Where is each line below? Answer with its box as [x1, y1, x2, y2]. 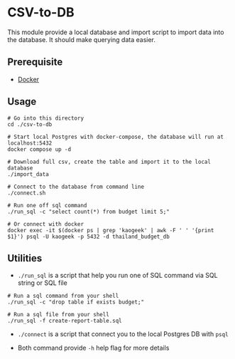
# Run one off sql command [7, 202, 87, 209]
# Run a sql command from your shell [7, 293, 119, 300]
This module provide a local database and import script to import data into [7, 28, 224, 36]
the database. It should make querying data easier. [7, 35, 156, 43]
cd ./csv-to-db [7, 120, 53, 128]
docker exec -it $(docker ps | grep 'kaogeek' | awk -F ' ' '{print [7, 227, 214, 234]
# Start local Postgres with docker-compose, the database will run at [7, 133, 224, 140]
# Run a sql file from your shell [7, 311, 110, 318]
